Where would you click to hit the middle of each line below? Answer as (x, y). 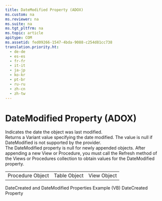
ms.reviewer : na (22, 19)
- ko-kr (18, 75)
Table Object (69, 175)
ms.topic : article (24, 33)
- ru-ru (18, 84)
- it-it (18, 65)
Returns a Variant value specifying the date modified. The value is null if (79, 137)
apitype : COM (19, 38)
